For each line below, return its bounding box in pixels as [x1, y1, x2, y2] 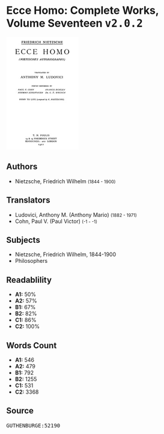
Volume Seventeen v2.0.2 [6, 16, 143, 30]
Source [6, 406, 34, 416]
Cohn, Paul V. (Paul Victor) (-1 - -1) [14, 218, 97, 225]
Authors [6, 162, 38, 172]
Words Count [6, 340, 57, 350]
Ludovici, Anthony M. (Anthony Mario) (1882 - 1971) [14, 211, 137, 218]
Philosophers [14, 257, 48, 265]
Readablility [6, 275, 52, 285]
